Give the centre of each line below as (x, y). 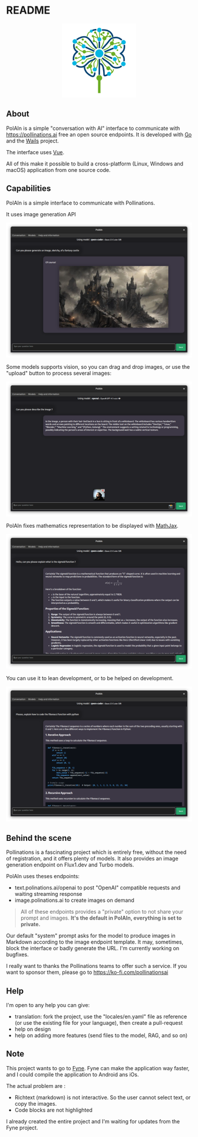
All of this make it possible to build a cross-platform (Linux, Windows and (95, 164)
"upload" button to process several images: (59, 373)
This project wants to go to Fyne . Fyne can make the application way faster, (98, 1068)
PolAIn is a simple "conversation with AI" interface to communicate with (93, 128)
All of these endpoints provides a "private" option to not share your (102, 912)
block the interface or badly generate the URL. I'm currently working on (93, 948)
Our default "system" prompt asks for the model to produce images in (91, 936)
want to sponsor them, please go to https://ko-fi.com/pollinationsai (87, 972)
